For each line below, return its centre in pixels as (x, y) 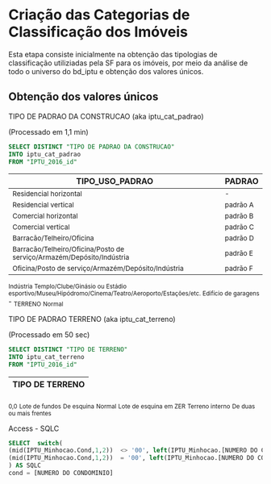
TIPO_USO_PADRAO (115, 181)
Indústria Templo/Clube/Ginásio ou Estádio (68, 287)
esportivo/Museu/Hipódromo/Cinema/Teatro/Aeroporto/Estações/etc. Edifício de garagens (134, 294)
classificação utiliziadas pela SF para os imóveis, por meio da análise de (128, 63)
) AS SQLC (25, 465)
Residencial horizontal (47, 194)
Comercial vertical (41, 227)
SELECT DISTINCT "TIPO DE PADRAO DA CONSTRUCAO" (92, 147)
